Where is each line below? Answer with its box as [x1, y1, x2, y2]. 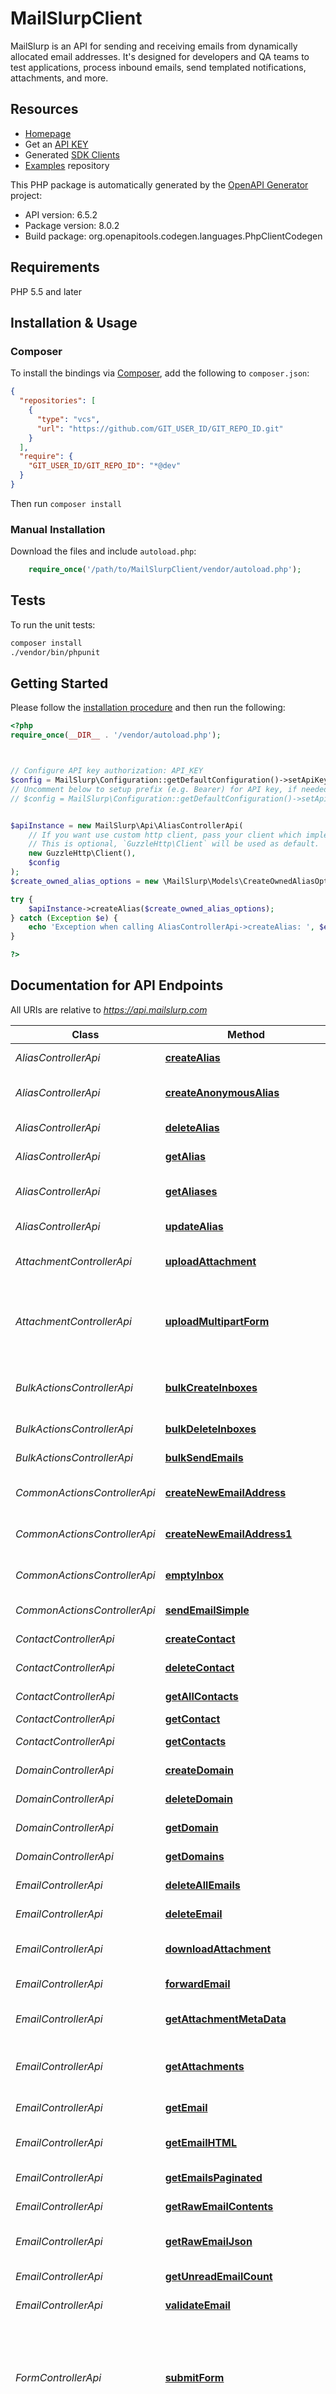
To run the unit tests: [10, 618, 96, 631]
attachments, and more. [10, 72, 109, 84]
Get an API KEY [24, 138, 89, 150]
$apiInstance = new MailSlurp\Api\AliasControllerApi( [10, 820, 244, 831]
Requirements [10, 259, 100, 276]
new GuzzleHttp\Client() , [28, 848, 137, 859]
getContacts [164, 1734, 227, 1748]
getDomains [164, 1849, 225, 1863]
